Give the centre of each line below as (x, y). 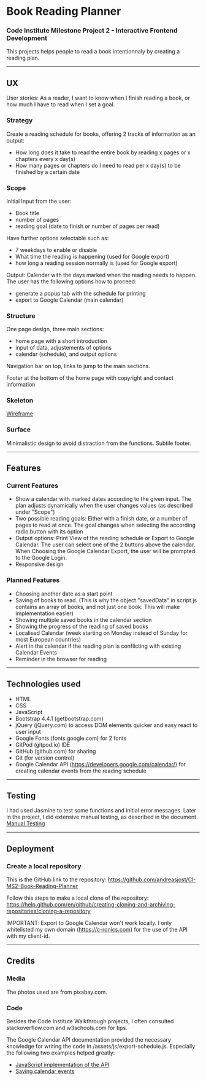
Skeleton (20, 401)
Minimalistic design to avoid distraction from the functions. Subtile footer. (99, 443)
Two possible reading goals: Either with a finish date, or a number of (101, 519)
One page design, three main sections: (55, 329)
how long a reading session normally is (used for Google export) (96, 263)
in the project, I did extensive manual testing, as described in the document (101, 817)
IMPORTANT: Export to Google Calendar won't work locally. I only (89, 923)
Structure (21, 316)
